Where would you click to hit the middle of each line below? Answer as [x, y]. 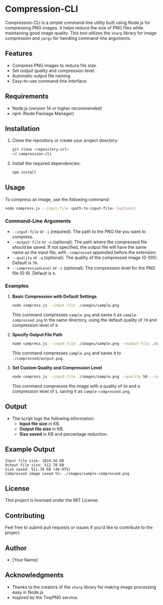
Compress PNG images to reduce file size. [54, 65]
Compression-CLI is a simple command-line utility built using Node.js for [78, 23]
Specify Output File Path [37, 335]
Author [16, 548]
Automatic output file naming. [42, 76]
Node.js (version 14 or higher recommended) [57, 108]
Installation [22, 128]
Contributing [25, 516]
